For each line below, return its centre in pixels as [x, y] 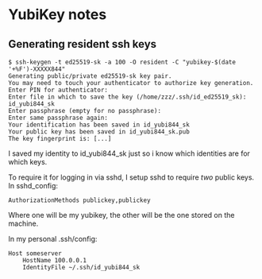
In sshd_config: [33, 186]
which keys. [28, 162]
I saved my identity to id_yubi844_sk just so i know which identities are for [129, 153]
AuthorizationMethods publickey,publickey [79, 200]
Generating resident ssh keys [83, 44]
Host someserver [35, 254]
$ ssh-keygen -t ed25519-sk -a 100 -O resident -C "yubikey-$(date [122, 62]
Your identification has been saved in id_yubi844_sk [99, 125]
